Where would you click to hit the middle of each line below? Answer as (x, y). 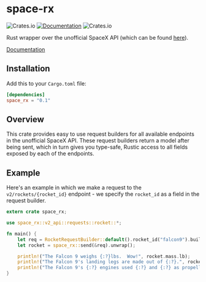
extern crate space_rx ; (37, 212)
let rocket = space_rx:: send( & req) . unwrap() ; (77, 245)
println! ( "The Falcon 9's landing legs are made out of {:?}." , (101, 262)
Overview (25, 119)
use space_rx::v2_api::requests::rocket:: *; (64, 223)
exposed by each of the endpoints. (50, 154)
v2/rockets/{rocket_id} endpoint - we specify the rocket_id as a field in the (103, 194)
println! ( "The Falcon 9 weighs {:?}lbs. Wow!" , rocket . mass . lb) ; (104, 256)
